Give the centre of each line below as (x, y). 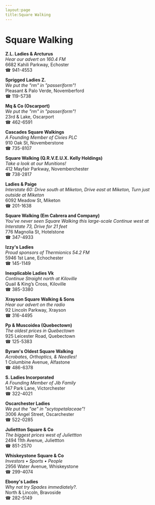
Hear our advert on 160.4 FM (35, 60)
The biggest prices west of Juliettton (44, 435)
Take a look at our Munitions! (36, 164)
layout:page (18, 10)
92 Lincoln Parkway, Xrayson (36, 310)
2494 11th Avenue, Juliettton (35, 440)
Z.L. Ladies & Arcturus (29, 54)
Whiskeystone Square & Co (35, 456)
